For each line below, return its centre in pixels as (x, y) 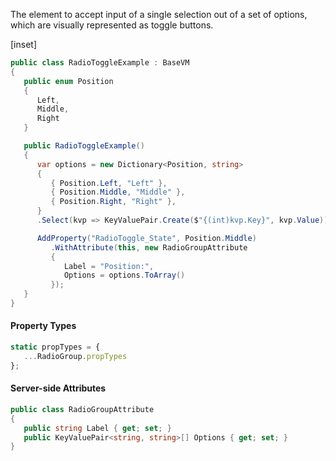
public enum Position (68, 81)
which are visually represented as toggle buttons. (112, 25)
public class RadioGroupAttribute (82, 409)
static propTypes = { (55, 347)
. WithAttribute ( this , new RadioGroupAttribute (149, 247)
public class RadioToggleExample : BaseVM (100, 63)
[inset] (24, 44)
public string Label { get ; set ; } (97, 428)
